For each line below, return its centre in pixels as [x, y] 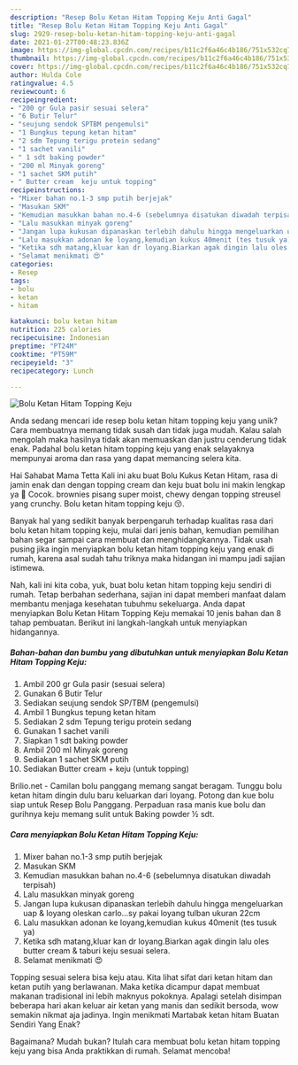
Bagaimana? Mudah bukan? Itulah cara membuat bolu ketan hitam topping [145, 1042]
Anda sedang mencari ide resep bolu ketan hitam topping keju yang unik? [144, 421]
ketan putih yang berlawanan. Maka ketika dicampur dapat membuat [135, 987]
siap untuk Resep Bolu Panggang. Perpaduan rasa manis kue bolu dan [138, 805]
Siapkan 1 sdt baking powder [76, 741]
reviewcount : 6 [38, 91]
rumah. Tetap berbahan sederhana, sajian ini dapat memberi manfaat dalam [148, 595]
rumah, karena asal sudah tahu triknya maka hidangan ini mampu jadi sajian [148, 559]
